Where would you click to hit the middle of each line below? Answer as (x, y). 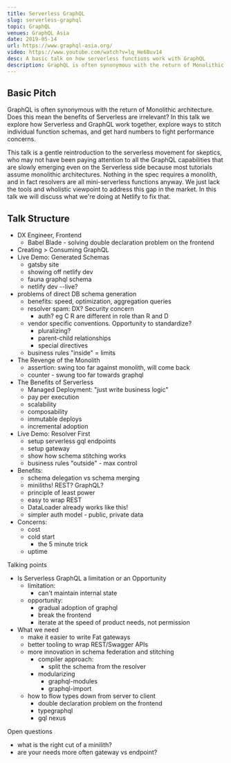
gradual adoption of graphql (78, 608)
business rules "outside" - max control (82, 463)
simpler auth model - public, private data (85, 515)
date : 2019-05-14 (32, 39)
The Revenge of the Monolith (58, 360)
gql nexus (52, 718)
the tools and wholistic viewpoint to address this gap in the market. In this (112, 189)
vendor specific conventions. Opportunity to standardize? (110, 323)
